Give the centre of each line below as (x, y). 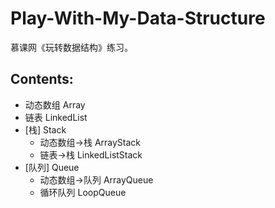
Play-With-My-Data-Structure (138, 18)
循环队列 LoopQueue (83, 192)
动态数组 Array (55, 104)
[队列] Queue (52, 167)
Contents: (42, 79)
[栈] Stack (45, 129)
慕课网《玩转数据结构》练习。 (71, 47)
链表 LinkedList (56, 117)
